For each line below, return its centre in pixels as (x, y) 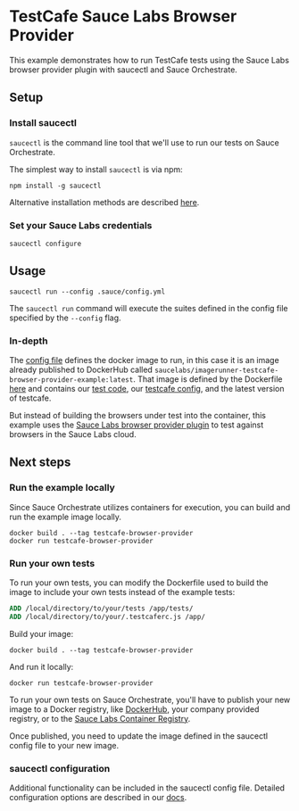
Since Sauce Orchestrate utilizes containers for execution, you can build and (150, 507)
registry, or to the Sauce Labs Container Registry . (100, 718)
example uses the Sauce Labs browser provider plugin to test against (137, 425)
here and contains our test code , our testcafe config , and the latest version (147, 389)
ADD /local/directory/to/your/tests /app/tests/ (101, 608)
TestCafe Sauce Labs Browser (123, 17)
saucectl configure (46, 244)
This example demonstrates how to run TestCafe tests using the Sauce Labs (149, 60)
